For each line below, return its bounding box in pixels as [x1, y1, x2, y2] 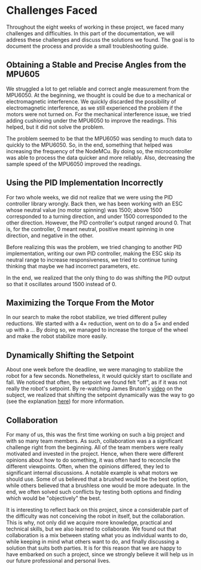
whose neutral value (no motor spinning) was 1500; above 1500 [6, 206, 163, 213]
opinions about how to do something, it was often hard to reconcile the [6, 456, 181, 463]
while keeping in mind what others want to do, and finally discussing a [6, 538, 179, 545]
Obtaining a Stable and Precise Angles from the [6, 60, 187, 70]
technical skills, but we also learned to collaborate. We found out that [6, 525, 176, 532]
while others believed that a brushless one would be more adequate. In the [6, 482, 190, 489]
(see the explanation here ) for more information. [6, 398, 124, 405]
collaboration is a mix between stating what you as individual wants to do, [6, 532, 188, 539]
